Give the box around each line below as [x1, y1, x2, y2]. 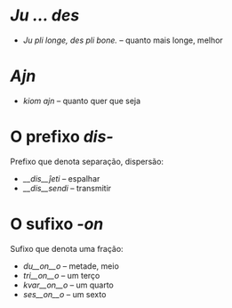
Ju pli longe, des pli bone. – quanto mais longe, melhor [22, 35, 223, 45]
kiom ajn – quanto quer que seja [22, 95, 141, 106]
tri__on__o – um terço [22, 270, 100, 280]
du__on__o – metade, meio [22, 260, 119, 272]
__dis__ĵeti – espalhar [22, 173, 100, 183]
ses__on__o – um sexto [22, 288, 107, 299]
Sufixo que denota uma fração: [10, 243, 124, 254]
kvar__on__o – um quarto [22, 280, 114, 290]
